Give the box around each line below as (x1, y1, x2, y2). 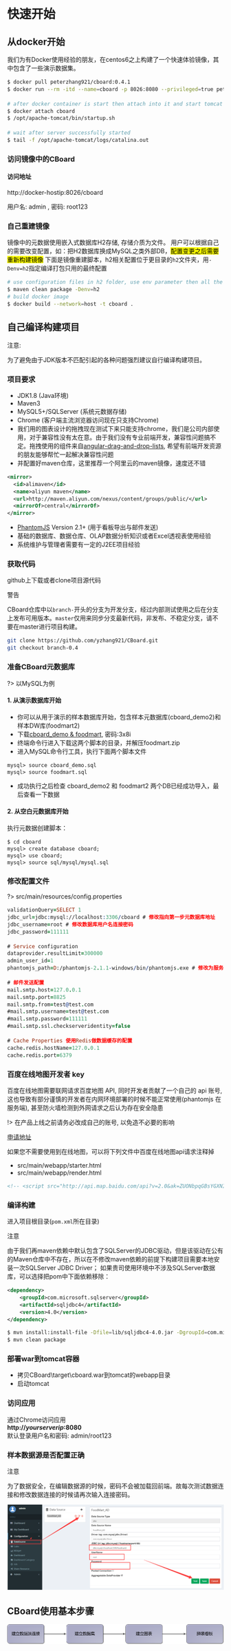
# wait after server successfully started (7, 129, 131, 136)
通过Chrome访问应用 (7, 1416, 67, 1424)
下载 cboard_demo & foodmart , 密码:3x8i (16, 730, 131, 738)
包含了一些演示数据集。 (12, 64, 80, 72)
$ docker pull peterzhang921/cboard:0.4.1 (7, 78, 131, 85)
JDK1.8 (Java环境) (16, 391, 69, 399)
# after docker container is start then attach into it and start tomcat (7, 101, 223, 107)
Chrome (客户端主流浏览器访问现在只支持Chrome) (16, 416, 159, 424)
